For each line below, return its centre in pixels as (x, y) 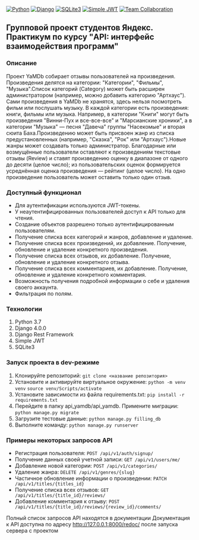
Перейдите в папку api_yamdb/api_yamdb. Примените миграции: (97, 406)
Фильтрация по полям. (44, 293)
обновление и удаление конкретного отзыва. (72, 262)
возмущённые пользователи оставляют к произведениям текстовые (94, 152)
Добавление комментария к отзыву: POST (67, 501)
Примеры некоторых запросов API (59, 440)
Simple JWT (30, 341)
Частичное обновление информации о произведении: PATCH (91, 478)
